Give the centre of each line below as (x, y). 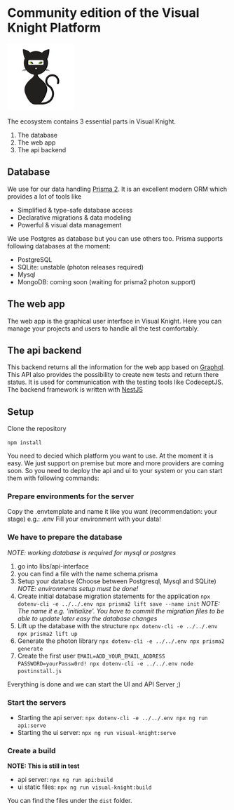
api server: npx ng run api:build (65, 780)
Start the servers (37, 702)
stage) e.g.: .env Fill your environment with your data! (84, 519)
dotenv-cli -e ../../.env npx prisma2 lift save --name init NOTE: (119, 603)
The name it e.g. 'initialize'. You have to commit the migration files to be (121, 611)
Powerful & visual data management (69, 225)
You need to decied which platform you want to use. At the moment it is (110, 456)
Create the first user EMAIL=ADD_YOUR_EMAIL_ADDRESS (91, 656)
